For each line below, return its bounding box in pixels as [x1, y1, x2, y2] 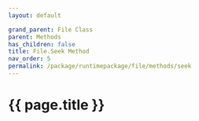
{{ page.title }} [8, 96, 105, 114]
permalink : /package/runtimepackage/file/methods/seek [8, 62, 192, 71]
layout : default [8, 11, 61, 20]
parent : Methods [8, 33, 61, 41]
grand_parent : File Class [8, 25, 93, 34]
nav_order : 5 [8, 55, 51, 63]
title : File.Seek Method [8, 48, 90, 56]
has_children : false [8, 40, 76, 48]
